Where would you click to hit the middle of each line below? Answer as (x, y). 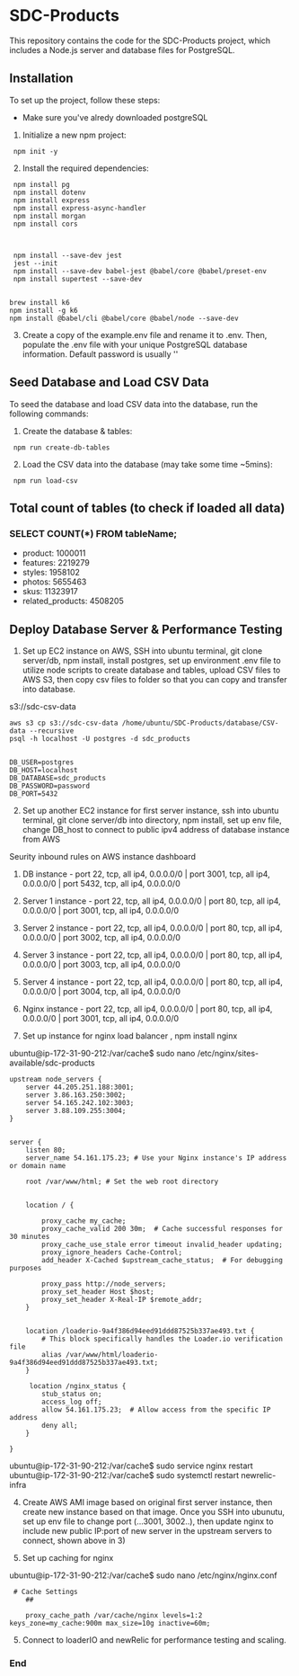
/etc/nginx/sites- (228, 1054)
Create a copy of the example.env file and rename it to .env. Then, (145, 334)
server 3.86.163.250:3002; (76, 1095)
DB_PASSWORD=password (50, 786)
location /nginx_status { (78, 1386)
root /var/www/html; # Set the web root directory (122, 1182)
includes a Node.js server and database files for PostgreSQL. (122, 49)
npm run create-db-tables (62, 447)
